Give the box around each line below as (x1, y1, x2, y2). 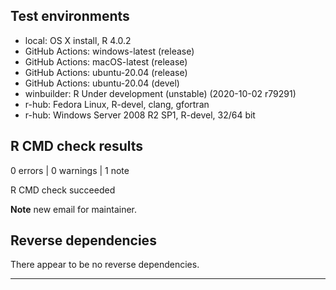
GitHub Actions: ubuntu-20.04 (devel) (24, 77, 180, 89)
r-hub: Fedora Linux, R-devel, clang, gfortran (24, 98, 210, 110)
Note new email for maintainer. (10, 203, 138, 215)
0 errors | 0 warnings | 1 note (10, 164, 130, 176)
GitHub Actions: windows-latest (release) (24, 45, 195, 57)
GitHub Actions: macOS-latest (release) (24, 55, 188, 68)
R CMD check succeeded (10, 184, 116, 196)
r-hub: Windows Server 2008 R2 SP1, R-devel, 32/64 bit (24, 109, 256, 121)
